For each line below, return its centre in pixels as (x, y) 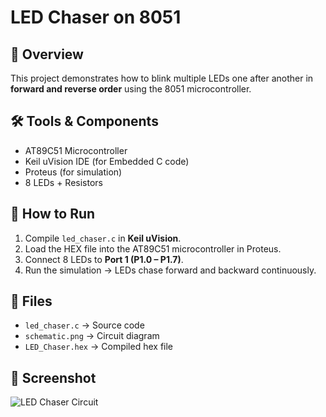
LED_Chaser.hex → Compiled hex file (99, 347)
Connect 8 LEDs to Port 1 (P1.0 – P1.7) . (104, 259)
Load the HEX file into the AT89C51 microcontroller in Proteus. (153, 248)
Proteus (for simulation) (73, 172)
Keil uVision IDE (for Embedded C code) (107, 161)
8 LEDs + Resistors (63, 182)
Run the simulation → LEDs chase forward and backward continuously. (170, 270)
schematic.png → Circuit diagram (92, 336)
